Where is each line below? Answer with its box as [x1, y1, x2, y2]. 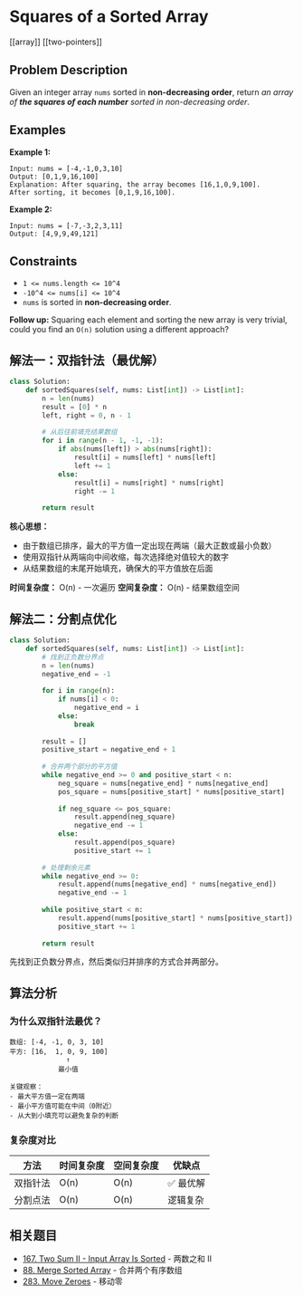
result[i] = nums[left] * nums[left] [73, 453, 217, 463]
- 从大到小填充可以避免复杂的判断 [9, 1111, 119, 1120]
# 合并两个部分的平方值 [42, 763, 118, 772]
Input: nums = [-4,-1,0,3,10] [9, 164, 124, 173]
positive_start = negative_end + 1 [42, 745, 176, 754]
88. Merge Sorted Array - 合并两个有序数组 [22, 1265, 183, 1276]
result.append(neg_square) [73, 812, 176, 821]
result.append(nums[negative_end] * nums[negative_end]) [57, 880, 278, 889]
